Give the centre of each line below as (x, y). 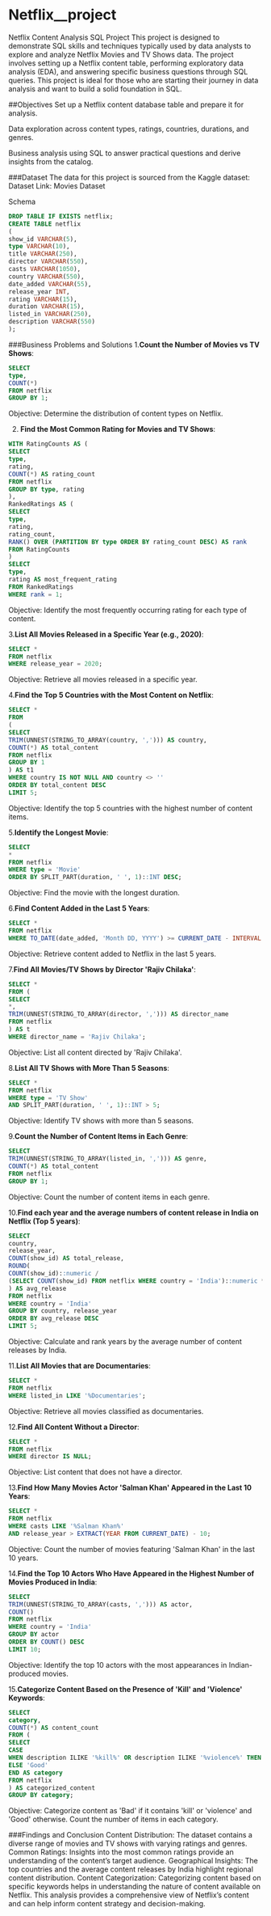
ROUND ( (19, 1266)
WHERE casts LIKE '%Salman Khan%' (67, 1526)
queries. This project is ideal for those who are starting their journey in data (133, 80)
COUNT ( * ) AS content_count (54, 1728)
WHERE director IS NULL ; (50, 1457)
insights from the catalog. (51, 161)
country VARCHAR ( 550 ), (46, 277)
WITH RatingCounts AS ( (48, 444)
